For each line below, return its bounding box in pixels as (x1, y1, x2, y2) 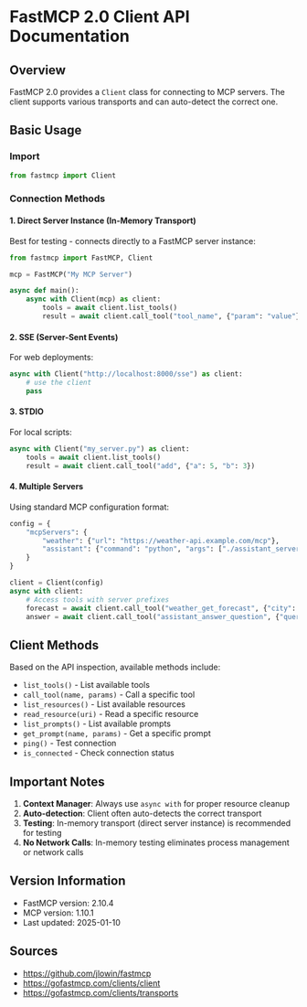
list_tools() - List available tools (22, 680, 151, 691)
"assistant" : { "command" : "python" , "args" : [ (42, 544, 223, 554)
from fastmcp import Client (9, 171, 117, 180)
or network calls (22, 847, 84, 858)
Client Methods (9, 637, 99, 653)
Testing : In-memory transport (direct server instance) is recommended (22, 818, 291, 829)
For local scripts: (9, 426, 73, 437)
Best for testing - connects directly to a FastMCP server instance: (9, 235, 256, 246)
